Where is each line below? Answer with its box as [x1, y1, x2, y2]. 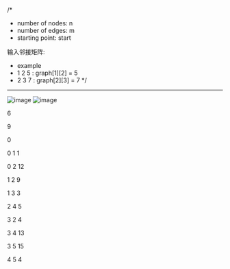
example [16, 62, 42, 69]
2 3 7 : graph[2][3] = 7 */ [16, 76, 87, 84]
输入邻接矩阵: [7, 48, 46, 56]
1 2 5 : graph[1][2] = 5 [16, 69, 78, 77]
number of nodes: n [16, 19, 73, 27]
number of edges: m [16, 27, 75, 34]
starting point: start [16, 34, 72, 42]
